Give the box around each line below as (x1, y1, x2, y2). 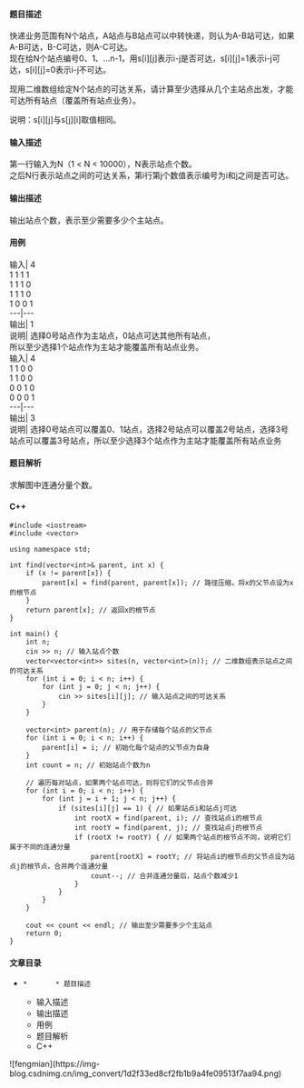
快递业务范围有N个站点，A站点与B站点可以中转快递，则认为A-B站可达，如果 (9, 30, 295, 41)
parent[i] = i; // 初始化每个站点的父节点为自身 (42, 744, 211, 753)
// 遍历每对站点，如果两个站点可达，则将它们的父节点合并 (25, 778, 214, 788)
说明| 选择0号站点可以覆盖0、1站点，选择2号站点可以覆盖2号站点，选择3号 (9, 424, 289, 434)
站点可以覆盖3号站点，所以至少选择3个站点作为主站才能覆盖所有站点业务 (9, 434, 282, 445)
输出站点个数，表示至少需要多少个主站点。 (9, 215, 169, 225)
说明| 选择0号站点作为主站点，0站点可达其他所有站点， (9, 330, 216, 341)
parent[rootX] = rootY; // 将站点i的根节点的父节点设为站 (90, 853, 295, 862)
